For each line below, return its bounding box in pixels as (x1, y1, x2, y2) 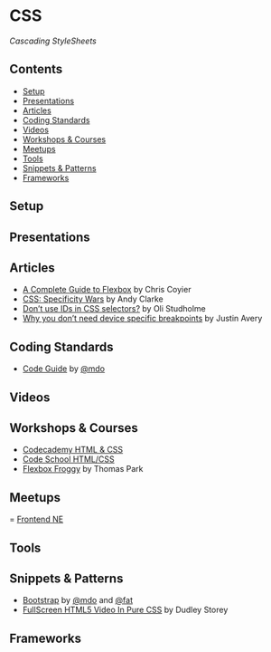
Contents (9, 62, 63, 77)
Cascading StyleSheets (9, 35, 97, 46)
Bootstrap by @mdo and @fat (22, 595, 134, 606)
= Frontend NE (9, 513, 64, 525)
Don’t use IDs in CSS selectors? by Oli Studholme (22, 303, 206, 314)
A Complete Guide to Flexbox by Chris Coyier (22, 284, 192, 295)
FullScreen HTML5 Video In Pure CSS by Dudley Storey (22, 604, 229, 616)
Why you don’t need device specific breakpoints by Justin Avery (22, 313, 263, 324)
